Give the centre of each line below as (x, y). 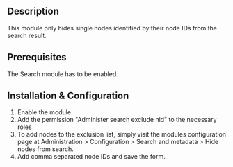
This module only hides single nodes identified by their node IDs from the (112, 28)
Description (33, 11)
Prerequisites (37, 57)
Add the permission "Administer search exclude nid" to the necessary (117, 120)
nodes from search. (46, 149)
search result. (27, 35)
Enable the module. (45, 112)
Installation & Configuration (68, 96)
